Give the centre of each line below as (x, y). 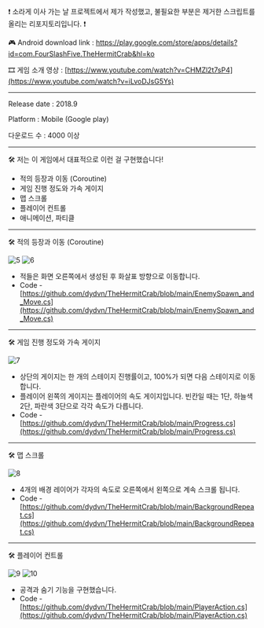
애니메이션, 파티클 (47, 218)
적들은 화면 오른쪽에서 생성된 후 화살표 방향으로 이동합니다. (110, 276)
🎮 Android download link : (51, 42)
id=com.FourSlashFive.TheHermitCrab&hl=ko (81, 54)
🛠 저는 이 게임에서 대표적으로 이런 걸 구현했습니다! (86, 159)
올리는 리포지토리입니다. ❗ (47, 24)
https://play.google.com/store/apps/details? (167, 42)
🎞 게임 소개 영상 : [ (38, 70)
